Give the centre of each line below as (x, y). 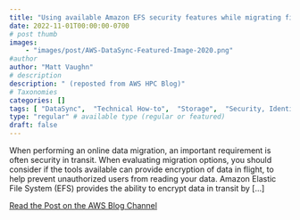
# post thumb (33, 34)
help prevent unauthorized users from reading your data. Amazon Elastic (143, 179)
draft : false (33, 126)
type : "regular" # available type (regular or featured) (117, 117)
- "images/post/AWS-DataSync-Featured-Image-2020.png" (129, 51)
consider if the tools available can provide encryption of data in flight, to (142, 169)
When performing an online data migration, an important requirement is (140, 151)
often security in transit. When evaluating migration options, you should (141, 160)
